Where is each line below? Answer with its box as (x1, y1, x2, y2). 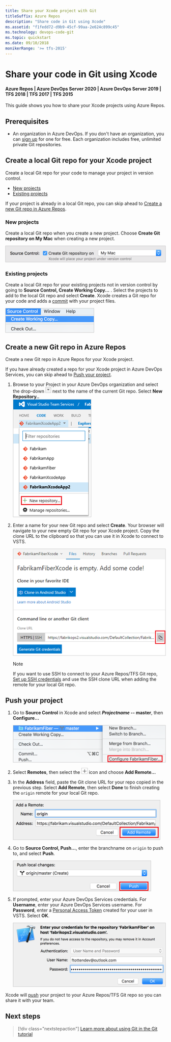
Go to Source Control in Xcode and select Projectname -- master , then (12, 710, 163, 716)
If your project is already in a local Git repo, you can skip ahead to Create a (5, 200, 162, 206)
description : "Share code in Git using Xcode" (5, 19, 106, 24)
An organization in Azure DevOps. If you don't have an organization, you (12, 131, 164, 137)
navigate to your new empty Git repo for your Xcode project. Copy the (12, 528, 159, 534)
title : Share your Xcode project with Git (5, 8, 97, 13)
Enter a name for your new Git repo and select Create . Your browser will (12, 523, 164, 529)
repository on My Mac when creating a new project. (5, 236, 116, 242)
